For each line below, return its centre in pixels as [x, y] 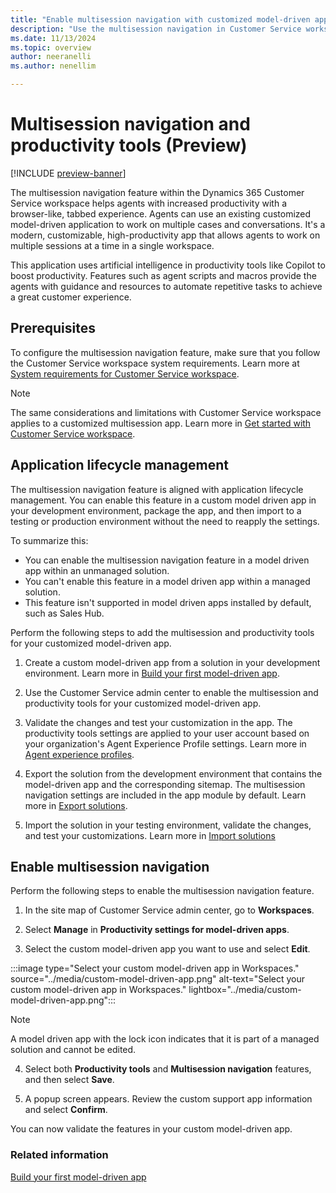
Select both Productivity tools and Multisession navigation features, [168, 1069]
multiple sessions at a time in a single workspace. [112, 245]
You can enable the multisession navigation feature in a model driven [167, 560]
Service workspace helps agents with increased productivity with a [149, 203]
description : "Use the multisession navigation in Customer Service [156, 29]
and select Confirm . [66, 1110]
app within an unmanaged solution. [97, 570]
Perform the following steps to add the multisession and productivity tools [162, 632]
